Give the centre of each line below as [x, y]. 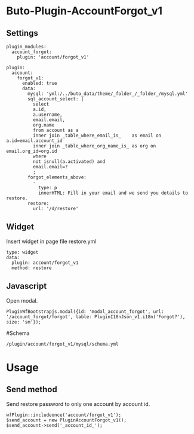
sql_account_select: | [56, 99]
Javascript [27, 286]
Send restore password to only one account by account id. [78, 404]
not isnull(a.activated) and [69, 162]
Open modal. [22, 300]
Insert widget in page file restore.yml [51, 241]
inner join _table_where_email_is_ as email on [97, 136]
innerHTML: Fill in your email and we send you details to [113, 193]
